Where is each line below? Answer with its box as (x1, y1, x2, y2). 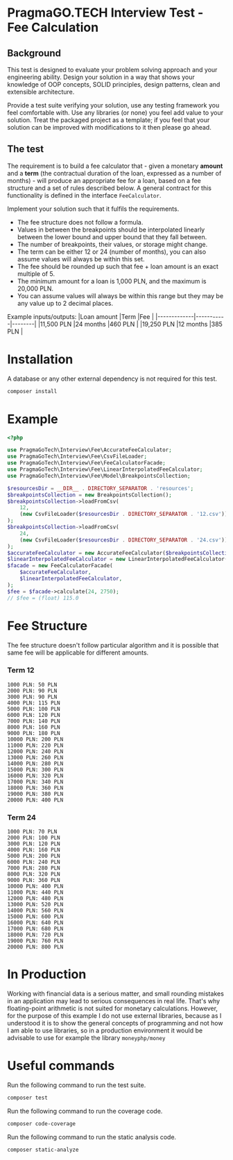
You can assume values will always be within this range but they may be (17, 291, 224, 300)
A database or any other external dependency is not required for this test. (7, 374, 217, 383)
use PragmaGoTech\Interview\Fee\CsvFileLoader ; (7, 453, 148, 460)
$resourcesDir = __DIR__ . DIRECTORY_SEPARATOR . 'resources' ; (7, 485, 194, 492)
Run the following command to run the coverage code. (7, 1107, 163, 1115)
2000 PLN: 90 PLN (7, 687, 58, 694)
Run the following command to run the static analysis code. (7, 1132, 177, 1141)
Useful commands (7, 1058, 115, 1074)
